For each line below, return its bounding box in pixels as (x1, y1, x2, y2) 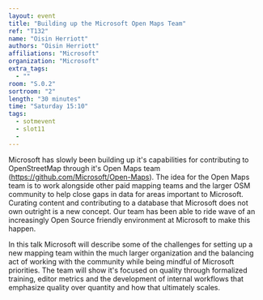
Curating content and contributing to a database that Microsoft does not (8, 198, 248, 208)
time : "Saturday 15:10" (8, 102, 89, 110)
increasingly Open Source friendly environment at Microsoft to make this (8, 215, 251, 225)
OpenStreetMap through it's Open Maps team (8, 163, 161, 173)
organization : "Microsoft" (8, 58, 100, 66)
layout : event (8, 11, 57, 20)
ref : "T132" (8, 27, 49, 35)
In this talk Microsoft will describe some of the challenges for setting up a (8, 239, 253, 249)
